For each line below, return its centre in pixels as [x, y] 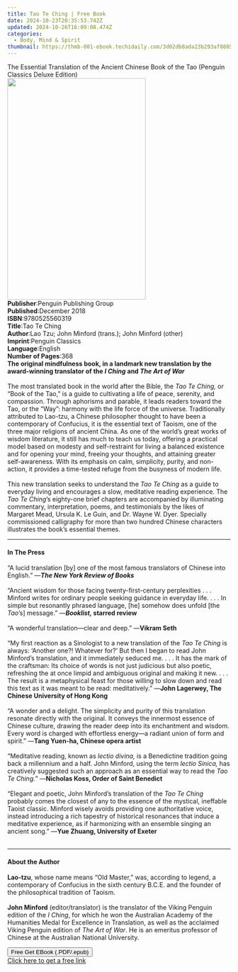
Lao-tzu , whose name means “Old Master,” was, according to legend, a [112, 877]
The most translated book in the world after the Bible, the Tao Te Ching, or [116, 386]
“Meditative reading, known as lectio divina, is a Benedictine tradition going [117, 756]
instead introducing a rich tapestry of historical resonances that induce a [113, 816]
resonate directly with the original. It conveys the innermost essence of [111, 718]
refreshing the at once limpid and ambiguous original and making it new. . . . [118, 673]
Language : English [34, 349]
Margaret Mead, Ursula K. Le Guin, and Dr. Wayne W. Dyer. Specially [107, 514]
